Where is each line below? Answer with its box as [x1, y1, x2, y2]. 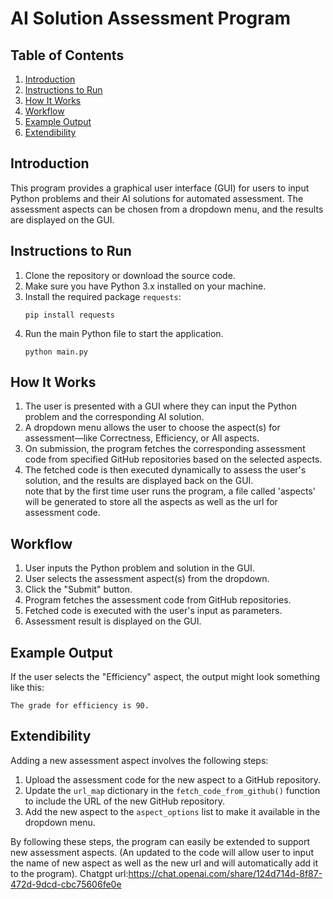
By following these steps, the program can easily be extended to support [10, 835, 311, 847]
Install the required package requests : [24, 290, 182, 302]
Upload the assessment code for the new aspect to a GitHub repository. [24, 773, 322, 786]
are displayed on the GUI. [10, 213, 115, 226]
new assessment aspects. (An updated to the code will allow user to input [10, 846, 314, 858]
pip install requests [24, 310, 115, 320]
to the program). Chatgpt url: [10, 867, 129, 879]
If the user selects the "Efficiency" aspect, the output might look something [10, 671, 320, 683]
